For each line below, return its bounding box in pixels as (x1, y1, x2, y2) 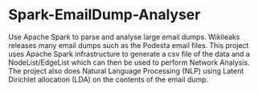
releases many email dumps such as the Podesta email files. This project (8, 40, 249, 50)
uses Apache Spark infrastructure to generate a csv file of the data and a (8, 49, 251, 58)
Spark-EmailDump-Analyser (8, 6, 201, 24)
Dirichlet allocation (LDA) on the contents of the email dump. (8, 74, 209, 84)
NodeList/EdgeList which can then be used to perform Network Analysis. (8, 58, 251, 67)
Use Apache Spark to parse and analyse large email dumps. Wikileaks (8, 32, 240, 42)
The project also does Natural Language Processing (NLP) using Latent (8, 66, 244, 75)
